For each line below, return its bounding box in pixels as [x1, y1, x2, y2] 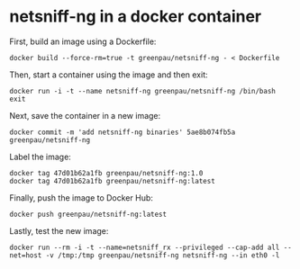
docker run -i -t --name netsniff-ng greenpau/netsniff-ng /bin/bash [9, 86, 277, 95]
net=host [9, 250, 42, 260]
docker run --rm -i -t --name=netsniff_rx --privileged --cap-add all [9, 243, 280, 252]
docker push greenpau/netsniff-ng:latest [9, 210, 168, 219]
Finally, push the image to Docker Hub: [9, 192, 153, 203]
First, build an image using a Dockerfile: [9, 36, 157, 47]
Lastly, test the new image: [9, 225, 109, 236]
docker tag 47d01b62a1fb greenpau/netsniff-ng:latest [9, 176, 216, 185]
